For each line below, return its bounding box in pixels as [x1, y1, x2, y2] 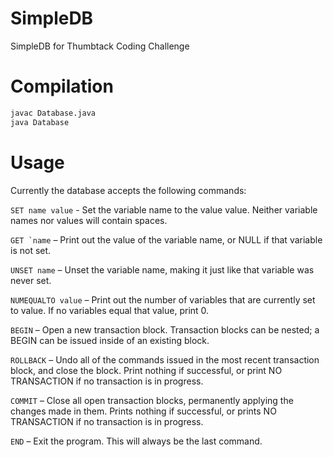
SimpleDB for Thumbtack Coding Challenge [10, 40, 190, 52]
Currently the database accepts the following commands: [10, 184, 247, 196]
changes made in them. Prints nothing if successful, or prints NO [10, 405, 277, 417]
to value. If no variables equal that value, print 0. [10, 304, 210, 316]
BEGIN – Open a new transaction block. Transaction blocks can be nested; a [10, 323, 320, 336]
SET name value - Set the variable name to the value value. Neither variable [10, 203, 318, 216]
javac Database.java [10, 108, 97, 118]
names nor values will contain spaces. [10, 214, 168, 226]
